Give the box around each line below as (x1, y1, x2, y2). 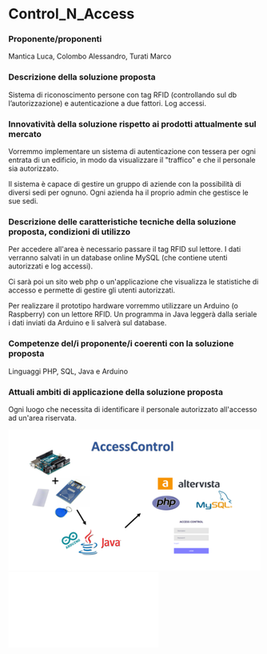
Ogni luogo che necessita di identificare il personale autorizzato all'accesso (8, 404, 257, 414)
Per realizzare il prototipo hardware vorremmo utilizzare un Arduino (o (8, 301, 238, 311)
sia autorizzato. (8, 163, 59, 173)
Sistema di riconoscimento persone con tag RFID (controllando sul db (8, 90, 237, 99)
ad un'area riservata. (8, 413, 78, 422)
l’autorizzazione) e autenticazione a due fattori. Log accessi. (8, 98, 206, 108)
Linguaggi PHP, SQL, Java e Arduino (8, 366, 129, 376)
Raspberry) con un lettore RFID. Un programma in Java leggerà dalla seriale (8, 309, 257, 319)
